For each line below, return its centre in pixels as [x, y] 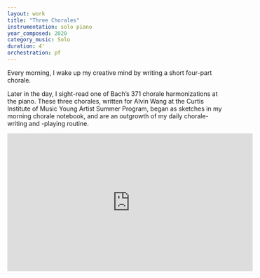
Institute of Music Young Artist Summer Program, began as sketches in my [115, 109]
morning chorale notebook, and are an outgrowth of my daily [95, 116]
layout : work [26, 14]
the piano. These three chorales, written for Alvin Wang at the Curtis [106, 101]
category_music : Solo [39, 40]
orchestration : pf [34, 53]
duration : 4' [26, 46]
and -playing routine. [59, 123]
